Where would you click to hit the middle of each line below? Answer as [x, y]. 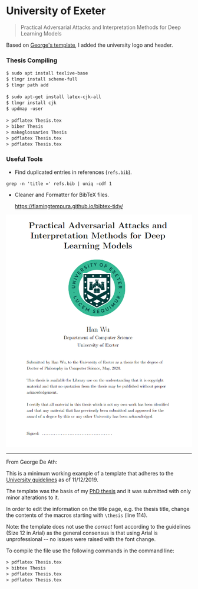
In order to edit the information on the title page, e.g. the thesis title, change [98, 509]
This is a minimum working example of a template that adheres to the [90, 473]
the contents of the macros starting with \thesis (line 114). [77, 515]
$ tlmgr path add [27, 85]
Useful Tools [24, 159]
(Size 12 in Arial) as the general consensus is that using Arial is [82, 533]
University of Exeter [56, 11]
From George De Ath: [32, 462]
